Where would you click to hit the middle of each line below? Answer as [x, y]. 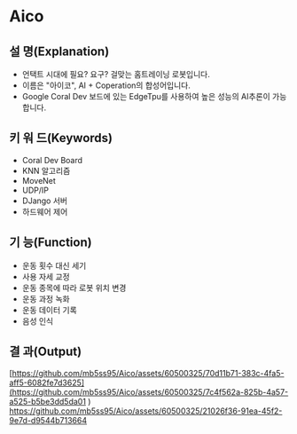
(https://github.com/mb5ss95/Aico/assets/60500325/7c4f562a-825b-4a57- [149, 392]
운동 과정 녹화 [46, 298]
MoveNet [39, 180]
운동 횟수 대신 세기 [54, 265]
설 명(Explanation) [59, 51]
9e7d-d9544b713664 [48, 421]
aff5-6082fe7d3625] [47, 383]
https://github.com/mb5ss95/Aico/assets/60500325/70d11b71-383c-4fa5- [148, 374]
